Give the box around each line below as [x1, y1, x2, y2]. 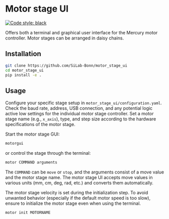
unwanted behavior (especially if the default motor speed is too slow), [5, 195, 151, 201]
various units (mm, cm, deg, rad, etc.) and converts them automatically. [5, 180, 154, 186]
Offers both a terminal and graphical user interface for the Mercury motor [5, 29, 158, 35]
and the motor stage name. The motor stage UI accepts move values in [5, 174, 153, 180]
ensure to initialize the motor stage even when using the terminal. [5, 200, 141, 206]
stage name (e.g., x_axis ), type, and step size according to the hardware [5, 116, 156, 122]
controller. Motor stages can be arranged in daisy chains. [5, 35, 124, 41]
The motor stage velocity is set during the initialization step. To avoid [5, 189, 148, 195]
